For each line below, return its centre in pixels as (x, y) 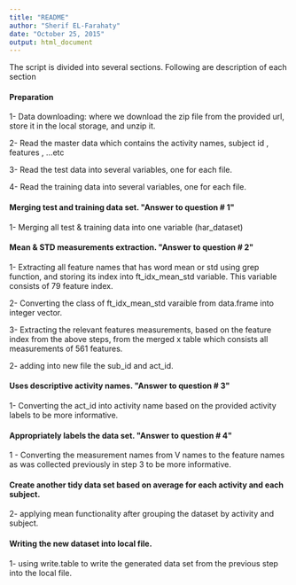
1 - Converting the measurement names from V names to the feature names (147, 455)
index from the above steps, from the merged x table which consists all (139, 339)
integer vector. (36, 312)
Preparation (31, 97)
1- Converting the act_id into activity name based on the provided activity (143, 406)
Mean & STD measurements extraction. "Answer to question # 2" (132, 247)
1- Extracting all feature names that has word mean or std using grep (134, 267)
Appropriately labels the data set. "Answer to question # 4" (121, 435)
